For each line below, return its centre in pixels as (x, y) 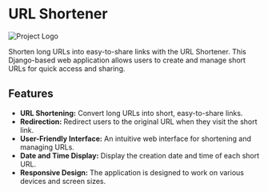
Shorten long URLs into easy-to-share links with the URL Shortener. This (127, 51)
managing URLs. (47, 147)
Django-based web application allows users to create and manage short (127, 60)
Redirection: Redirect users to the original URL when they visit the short (138, 122)
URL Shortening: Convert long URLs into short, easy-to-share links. (131, 113)
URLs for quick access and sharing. (67, 68)
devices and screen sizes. (63, 181)
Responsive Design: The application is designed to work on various (132, 172)
